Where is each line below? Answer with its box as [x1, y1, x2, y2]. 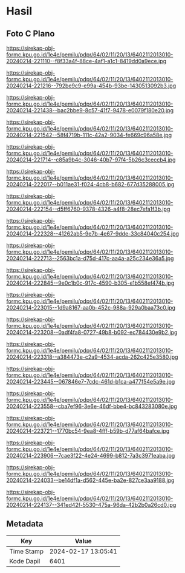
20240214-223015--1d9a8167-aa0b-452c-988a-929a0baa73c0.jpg [6, 304, 176, 311]
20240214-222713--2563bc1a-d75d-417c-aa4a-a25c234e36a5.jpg [6, 255, 174, 262]
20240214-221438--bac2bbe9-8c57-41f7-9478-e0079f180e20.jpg [6, 107, 174, 114]
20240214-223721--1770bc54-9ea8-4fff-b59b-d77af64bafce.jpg [6, 427, 170, 435]
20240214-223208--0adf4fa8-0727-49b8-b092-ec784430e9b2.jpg [6, 329, 178, 336]
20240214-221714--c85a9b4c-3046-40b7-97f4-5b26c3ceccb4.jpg [6, 156, 176, 163]
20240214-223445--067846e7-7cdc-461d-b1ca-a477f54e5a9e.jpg [6, 378, 175, 385]
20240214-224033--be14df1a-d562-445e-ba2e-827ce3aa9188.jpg [6, 476, 175, 484]
